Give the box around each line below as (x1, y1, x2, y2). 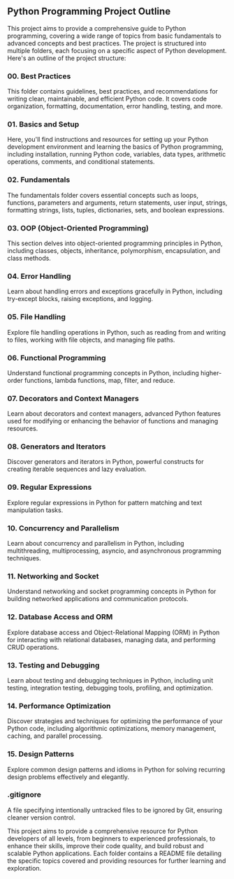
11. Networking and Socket (7, 572, 99, 581)
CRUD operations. (7, 643, 59, 651)
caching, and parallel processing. (7, 732, 103, 740)
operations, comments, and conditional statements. (7, 157, 155, 166)
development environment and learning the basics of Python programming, (7, 143, 224, 151)
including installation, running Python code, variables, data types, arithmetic (7, 150, 226, 159)
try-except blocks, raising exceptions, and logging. (7, 295, 154, 303)
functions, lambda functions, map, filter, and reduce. (24, 376, 175, 384)
